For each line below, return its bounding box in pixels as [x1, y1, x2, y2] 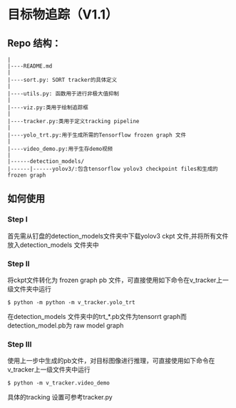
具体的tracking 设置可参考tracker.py [7, 393, 113, 402]
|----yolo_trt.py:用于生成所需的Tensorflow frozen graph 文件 [7, 132, 187, 139]
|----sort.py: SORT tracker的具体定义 [7, 76, 118, 83]
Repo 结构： [7, 37, 62, 49]
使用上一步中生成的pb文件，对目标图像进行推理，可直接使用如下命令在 [7, 357, 215, 365]
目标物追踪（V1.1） [7, 6, 118, 23]
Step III [7, 339, 32, 349]
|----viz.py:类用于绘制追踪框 [7, 104, 89, 111]
